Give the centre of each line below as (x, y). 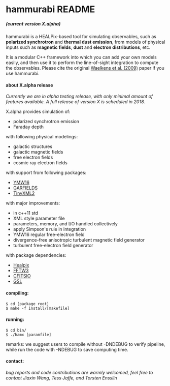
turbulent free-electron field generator (53, 246)
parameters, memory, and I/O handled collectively (65, 224)
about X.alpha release (29, 85)
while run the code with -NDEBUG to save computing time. (67, 349)
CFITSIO (22, 276)
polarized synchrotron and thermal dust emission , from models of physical (86, 42)
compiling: (18, 293)
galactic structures (33, 146)
